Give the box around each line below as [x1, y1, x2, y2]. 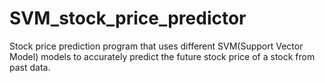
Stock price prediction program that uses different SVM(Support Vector [9, 40, 304, 52]
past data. [9, 61, 51, 73]
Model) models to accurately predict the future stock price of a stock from [9, 50, 316, 62]
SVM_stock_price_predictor [9, 7, 247, 30]
